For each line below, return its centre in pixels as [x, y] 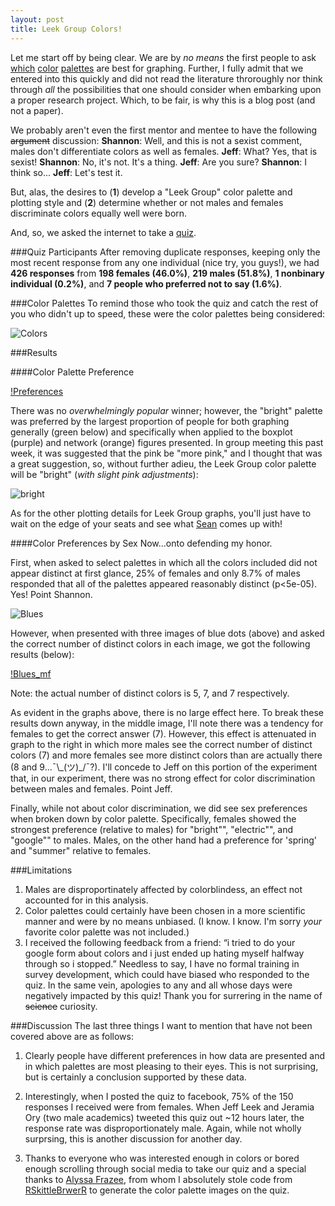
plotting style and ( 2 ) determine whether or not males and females [147, 202]
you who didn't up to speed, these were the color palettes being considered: [168, 313]
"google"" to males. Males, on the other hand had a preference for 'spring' [164, 840]
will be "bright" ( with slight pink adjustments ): [104, 474]
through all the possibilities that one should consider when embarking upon [166, 89]
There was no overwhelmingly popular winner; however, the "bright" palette [166, 410]
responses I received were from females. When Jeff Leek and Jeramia [169, 1107]
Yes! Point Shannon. [51, 594]
